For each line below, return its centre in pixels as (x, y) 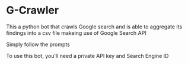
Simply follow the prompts (38, 44)
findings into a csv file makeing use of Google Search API (76, 32)
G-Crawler (33, 10)
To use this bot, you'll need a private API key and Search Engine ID (87, 56)
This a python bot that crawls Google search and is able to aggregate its (94, 27)
